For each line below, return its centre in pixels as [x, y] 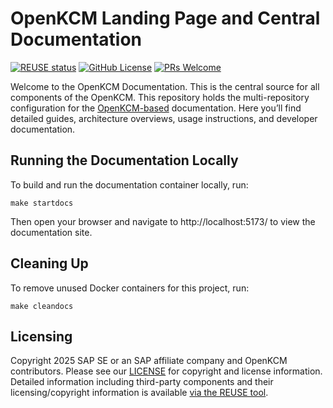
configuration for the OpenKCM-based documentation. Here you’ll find [156, 108]
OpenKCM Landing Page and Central [165, 18]
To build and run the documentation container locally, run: [129, 184]
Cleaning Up [49, 263]
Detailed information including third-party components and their [142, 382]
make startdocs [42, 203]
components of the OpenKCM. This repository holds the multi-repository [160, 97]
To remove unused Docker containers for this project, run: [130, 288]
